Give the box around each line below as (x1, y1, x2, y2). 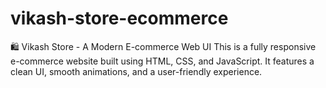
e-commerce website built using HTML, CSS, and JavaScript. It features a (10, 55, 315, 67)
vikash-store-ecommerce (10, 7, 229, 30)
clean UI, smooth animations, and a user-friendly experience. (10, 65, 263, 77)
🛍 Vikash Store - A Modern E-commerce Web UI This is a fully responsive (10, 40, 317, 52)
